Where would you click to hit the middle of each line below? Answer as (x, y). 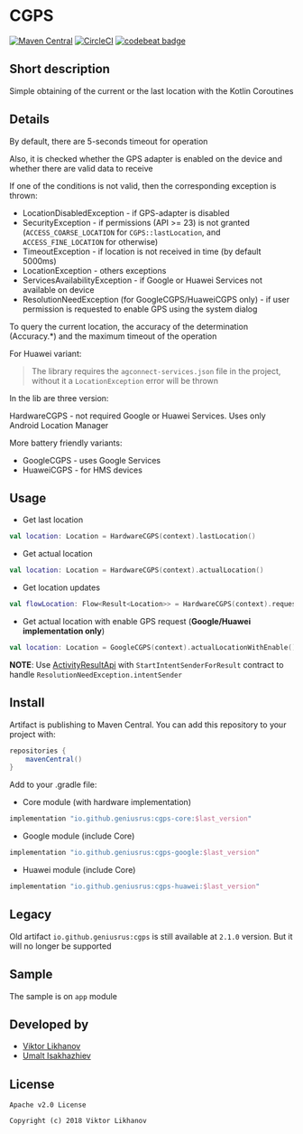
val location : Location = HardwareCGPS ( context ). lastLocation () (133, 537)
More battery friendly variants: (66, 443)
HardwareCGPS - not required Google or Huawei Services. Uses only (138, 416)
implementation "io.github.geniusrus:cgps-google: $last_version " (134, 853)
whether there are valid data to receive (81, 168)
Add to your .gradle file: (53, 785)
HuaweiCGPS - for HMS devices (82, 470)
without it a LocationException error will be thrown (125, 380)
